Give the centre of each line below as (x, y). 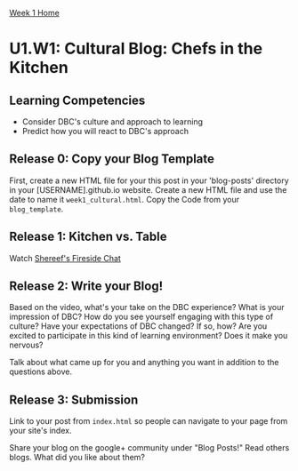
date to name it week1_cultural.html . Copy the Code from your (125, 199)
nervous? (26, 345)
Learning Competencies (77, 100)
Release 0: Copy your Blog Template (112, 159)
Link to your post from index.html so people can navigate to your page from (149, 421)
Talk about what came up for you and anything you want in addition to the (144, 363)
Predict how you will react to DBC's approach (105, 131)
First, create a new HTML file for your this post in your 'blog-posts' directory (149, 180)
